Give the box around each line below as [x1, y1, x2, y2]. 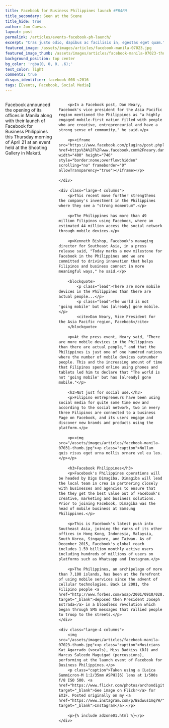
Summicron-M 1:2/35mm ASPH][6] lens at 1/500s [58, 672, 158, 678]
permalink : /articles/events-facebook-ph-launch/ [5, 35, 112, 40]
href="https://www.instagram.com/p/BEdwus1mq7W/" [58, 698, 165, 703]
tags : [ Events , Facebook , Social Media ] [5, 83, 92, 88]
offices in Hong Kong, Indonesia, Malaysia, [58, 531, 153, 536]
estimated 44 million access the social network [58, 223, 162, 228]
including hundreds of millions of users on [58, 551, 153, 556]
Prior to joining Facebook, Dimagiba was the [58, 501, 156, 506]
